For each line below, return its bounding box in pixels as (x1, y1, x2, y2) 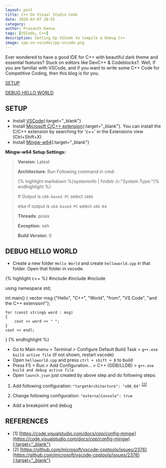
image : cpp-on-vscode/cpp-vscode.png (5, 40, 85, 45)
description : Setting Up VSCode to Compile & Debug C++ (5, 36, 125, 41)
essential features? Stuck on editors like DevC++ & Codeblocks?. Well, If (5, 59, 156, 66)
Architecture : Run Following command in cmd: (17, 168, 115, 174)
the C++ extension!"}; (5, 301, 50, 307)
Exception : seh (17, 222, 49, 228)
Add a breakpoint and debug (12, 402, 72, 408)
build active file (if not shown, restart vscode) (12, 352, 115, 358)
